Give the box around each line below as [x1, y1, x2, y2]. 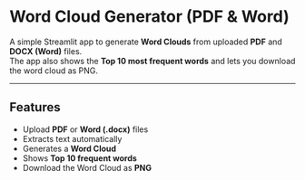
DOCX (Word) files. [9, 45, 83, 56]
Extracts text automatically [22, 133, 123, 144]
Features [9, 99, 61, 115]
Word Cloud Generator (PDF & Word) [9, 6, 290, 27]
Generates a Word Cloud [22, 143, 116, 154]
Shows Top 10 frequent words [22, 152, 138, 164]
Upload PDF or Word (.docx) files [22, 124, 149, 135]
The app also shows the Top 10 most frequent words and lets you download [9, 55, 296, 66]
